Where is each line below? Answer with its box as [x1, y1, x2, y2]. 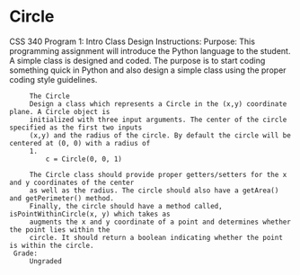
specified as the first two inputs [9, 123, 143, 132]
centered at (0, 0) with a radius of [9, 138, 151, 147]
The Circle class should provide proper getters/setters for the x [29, 170, 287, 179]
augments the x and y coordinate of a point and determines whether [29, 217, 292, 226]
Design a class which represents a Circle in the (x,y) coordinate [29, 99, 287, 109]
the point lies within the [9, 225, 110, 235]
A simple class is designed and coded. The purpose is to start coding [9, 55, 266, 66]
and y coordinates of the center [9, 178, 135, 187]
